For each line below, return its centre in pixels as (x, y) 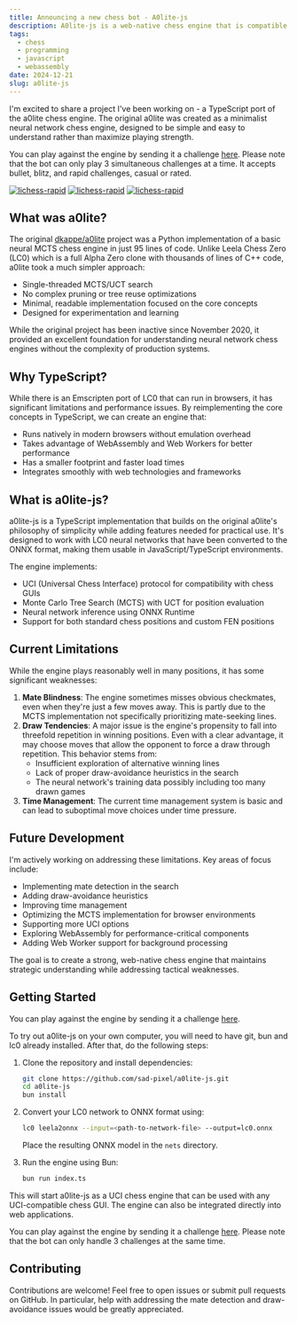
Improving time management (74, 904)
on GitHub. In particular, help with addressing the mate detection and (135, 1299)
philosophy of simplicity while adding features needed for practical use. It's (147, 531)
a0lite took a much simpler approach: (77, 268)
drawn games (60, 791)
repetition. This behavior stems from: (90, 754)
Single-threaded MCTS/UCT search (87, 285)
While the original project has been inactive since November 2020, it (134, 330)
